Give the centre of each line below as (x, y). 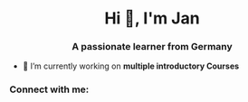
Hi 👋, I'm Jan (152, 19)
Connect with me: (49, 89)
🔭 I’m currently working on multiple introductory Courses (131, 66)
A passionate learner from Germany (152, 47)
